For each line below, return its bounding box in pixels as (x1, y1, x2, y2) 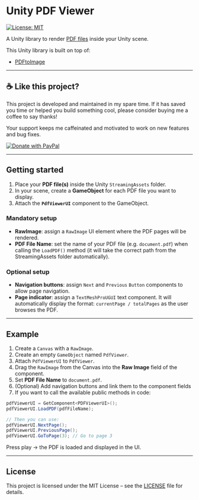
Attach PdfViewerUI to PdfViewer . (14, 357, 95, 364)
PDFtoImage (14, 58, 46, 65)
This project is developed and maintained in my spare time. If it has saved (6, 100, 185, 107)
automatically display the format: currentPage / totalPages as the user (14, 300, 188, 307)
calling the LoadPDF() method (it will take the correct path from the (14, 246, 176, 254)
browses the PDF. (14, 306, 58, 313)
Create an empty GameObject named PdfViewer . (14, 351, 129, 358)
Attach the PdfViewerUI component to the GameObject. (14, 200, 149, 207)
